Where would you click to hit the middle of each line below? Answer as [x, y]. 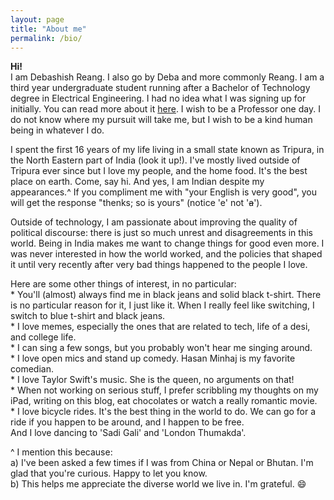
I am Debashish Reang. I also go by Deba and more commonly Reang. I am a [167, 77]
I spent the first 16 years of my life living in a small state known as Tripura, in [167, 150]
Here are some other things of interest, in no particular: [123, 284]
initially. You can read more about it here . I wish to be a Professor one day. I [165, 109]
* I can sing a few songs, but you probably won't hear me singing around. [161, 348]
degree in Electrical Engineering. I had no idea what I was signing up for [158, 98]
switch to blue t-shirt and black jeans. [88, 316]
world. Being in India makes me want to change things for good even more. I [167, 243]
